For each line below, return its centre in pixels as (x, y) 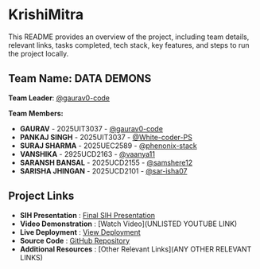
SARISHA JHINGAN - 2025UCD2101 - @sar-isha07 (103, 171)
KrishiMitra (46, 15)
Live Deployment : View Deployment (80, 232)
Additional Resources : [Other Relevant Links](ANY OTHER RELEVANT (136, 249)
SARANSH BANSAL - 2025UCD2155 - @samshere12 (106, 162)
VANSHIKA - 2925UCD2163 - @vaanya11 (87, 154)
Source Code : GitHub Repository (75, 240)
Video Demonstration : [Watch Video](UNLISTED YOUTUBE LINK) (128, 224)
